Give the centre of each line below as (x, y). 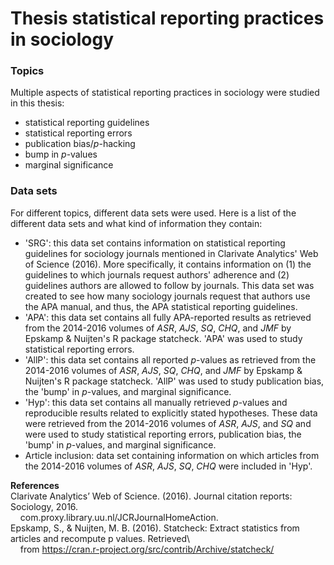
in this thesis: (37, 103)
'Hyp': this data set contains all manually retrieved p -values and (156, 402)
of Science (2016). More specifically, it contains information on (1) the (168, 264)
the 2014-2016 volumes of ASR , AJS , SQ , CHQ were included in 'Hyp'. (168, 466)
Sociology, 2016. (44, 506)
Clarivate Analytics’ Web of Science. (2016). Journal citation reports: (151, 496)
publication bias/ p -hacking (80, 144)
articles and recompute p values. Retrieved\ (100, 538)
